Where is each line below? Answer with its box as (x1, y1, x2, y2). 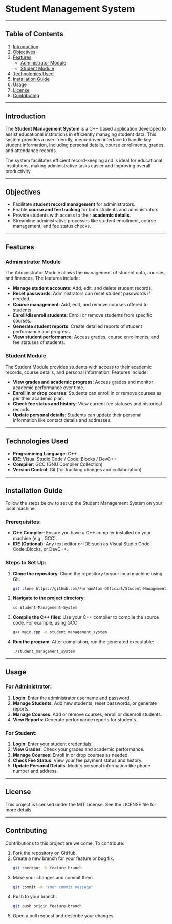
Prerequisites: (5, 518, 41, 525)
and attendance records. (5, 147, 57, 154)
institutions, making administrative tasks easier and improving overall (5, 162, 151, 169)
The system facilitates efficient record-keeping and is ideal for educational (5, 157, 163, 163)
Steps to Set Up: (5, 559, 47, 566)
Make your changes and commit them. (12, 874, 94, 880)
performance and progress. (12, 329, 71, 335)
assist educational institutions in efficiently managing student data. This (5, 131, 157, 137)
